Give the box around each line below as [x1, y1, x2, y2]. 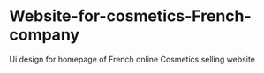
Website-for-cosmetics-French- [9, 6, 252, 26]
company [9, 25, 80, 45]
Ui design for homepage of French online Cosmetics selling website [9, 54, 256, 64]
